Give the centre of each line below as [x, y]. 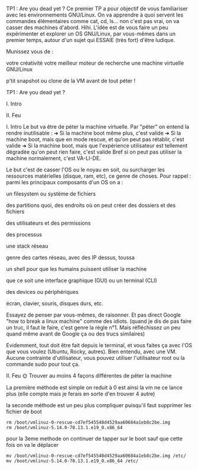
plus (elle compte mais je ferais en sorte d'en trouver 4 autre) [81, 394]
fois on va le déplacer [33, 445]
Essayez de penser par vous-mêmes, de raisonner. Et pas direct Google [94, 315]
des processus [24, 234]
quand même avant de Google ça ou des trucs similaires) [76, 334]
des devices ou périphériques [42, 292]
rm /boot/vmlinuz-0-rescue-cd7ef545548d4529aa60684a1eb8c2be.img [88, 423]
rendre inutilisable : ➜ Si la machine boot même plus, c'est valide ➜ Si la [94, 133]
